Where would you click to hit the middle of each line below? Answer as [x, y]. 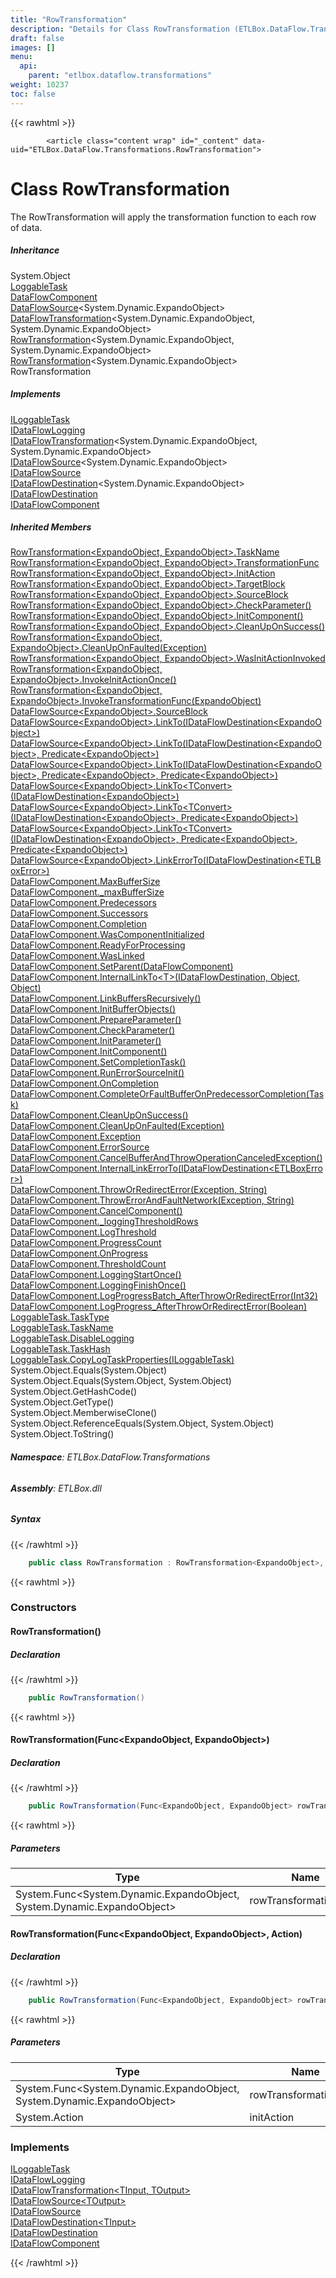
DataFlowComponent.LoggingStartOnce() [96, 1275]
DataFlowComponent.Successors [79, 913]
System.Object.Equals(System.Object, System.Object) [121, 1381]
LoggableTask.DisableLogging [72, 1338]
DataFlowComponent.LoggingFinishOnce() [98, 1285]
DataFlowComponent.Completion [78, 924]
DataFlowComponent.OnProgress [79, 1253]
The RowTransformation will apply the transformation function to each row [163, 217]
